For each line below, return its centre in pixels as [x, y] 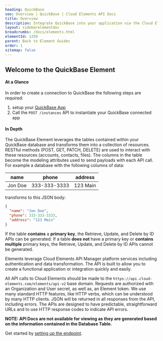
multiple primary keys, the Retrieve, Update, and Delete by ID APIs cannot [79, 244]
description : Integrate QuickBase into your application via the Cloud [79, 23]
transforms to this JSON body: [35, 197]
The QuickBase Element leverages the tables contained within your [72, 140]
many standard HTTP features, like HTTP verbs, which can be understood [79, 293]
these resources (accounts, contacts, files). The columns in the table [74, 155]
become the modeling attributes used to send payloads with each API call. [79, 160]
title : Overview [21, 18]
